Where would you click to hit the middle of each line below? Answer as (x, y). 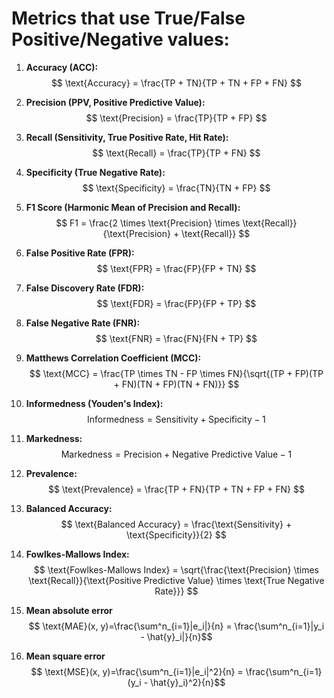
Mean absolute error (69, 610)
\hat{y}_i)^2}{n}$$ (188, 682)
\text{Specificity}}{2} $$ (176, 534)
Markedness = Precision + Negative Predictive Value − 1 (176, 454)
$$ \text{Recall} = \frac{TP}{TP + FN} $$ (176, 153)
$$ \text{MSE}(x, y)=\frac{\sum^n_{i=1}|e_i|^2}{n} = (137, 671)
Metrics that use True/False (128, 18)
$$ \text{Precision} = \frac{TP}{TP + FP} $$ (176, 118)
